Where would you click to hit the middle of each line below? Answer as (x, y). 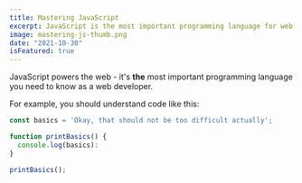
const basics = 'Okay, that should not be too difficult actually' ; (141, 121)
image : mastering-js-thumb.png (68, 34)
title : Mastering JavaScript (64, 18)
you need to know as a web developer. (81, 87)
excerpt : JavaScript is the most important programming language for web (151, 26)
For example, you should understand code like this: (104, 104)
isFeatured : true (42, 51)
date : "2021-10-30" (46, 43)
